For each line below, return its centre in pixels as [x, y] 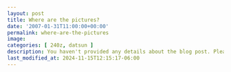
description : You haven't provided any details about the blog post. [109, 52]
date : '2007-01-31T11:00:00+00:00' [58, 26]
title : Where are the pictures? [53, 20]
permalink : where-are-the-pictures [58, 33]
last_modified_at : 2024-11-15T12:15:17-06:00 [73, 58]
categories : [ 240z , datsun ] [51, 45]
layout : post [26, 13]
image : [16, 39]
